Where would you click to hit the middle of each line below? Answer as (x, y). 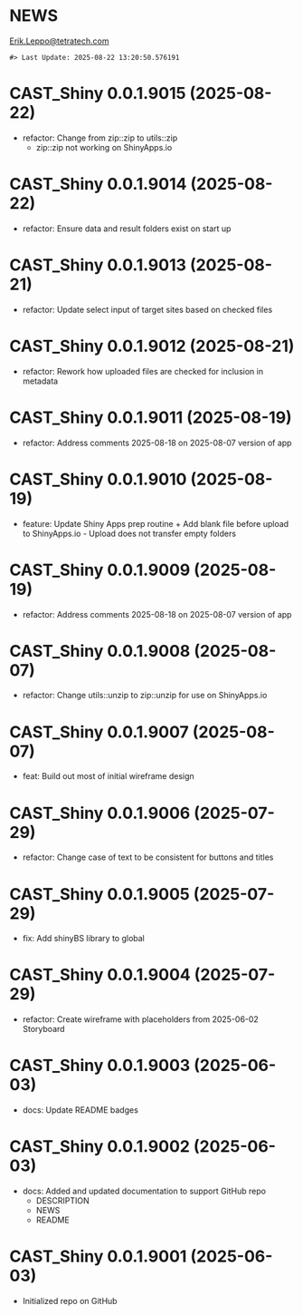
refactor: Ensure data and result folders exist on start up (127, 229)
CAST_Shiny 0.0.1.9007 (99, 732)
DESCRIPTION (63, 1201)
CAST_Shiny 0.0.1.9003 (100, 1066)
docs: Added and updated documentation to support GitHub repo (144, 1191)
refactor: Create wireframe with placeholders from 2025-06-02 (141, 1019)
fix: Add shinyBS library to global (83, 939)
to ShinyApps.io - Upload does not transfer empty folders (129, 533)
